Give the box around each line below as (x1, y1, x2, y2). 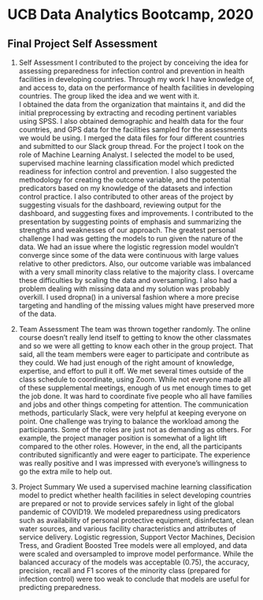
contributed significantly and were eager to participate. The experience (18, 450, 251, 459)
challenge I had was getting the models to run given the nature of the (18, 234, 243, 243)
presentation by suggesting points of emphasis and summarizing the (18, 217, 242, 226)
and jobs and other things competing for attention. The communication (18, 400, 249, 409)
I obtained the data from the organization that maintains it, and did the (18, 100, 246, 109)
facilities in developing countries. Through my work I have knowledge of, (18, 75, 255, 84)
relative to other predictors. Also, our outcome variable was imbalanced (18, 259, 251, 268)
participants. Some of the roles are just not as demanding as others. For (18, 425, 252, 434)
